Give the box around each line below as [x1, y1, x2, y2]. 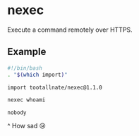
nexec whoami [7, 97, 46, 104]
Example [7, 46, 47, 58]
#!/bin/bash [7, 64, 42, 72]
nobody [7, 109, 27, 116]
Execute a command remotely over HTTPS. [7, 25, 133, 34]
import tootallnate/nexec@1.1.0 [7, 84, 102, 91]
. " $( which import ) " [7, 71, 68, 78]
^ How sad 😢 [7, 122, 46, 130]
